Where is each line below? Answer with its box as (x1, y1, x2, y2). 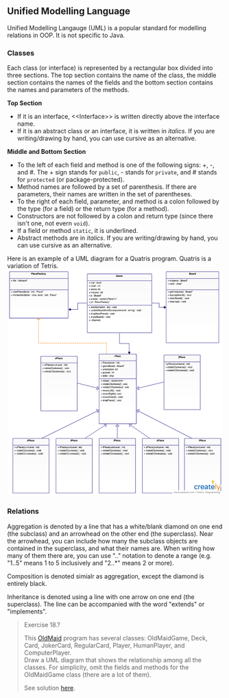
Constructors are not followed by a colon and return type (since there (16, 212, 214, 221)
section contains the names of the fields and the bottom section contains (7, 78, 214, 87)
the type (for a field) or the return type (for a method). (16, 205, 169, 213)
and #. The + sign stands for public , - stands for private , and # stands (16, 168, 217, 177)
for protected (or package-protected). (16, 175, 125, 184)
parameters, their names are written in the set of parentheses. (16, 190, 193, 199)
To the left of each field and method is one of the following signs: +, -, (16, 161, 215, 169)
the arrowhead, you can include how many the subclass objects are (7, 537, 198, 545)
